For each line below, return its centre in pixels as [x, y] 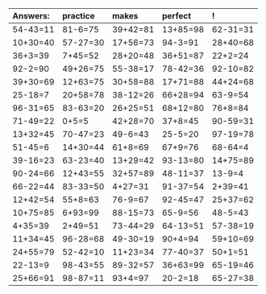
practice [79, 16]
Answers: [31, 16]
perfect [177, 16]
